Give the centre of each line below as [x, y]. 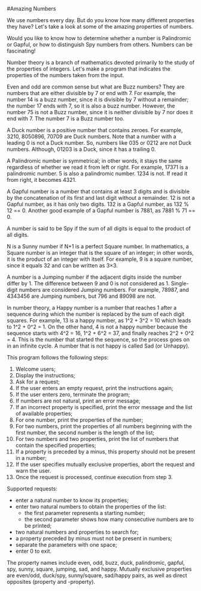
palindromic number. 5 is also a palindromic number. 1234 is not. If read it [97, 173]
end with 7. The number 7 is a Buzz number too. [66, 118]
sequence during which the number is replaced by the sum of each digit [96, 314]
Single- [180, 283]
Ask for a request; [38, 382]
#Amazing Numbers [31, 9]
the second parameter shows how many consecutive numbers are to [109, 519]
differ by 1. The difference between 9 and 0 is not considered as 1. [88, 283]
